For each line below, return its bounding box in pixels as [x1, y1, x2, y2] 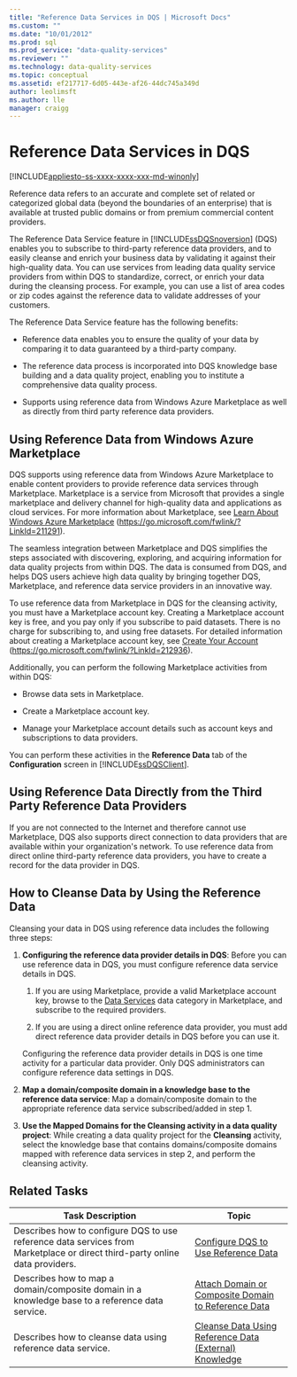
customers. [9, 300, 50, 310]
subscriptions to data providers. [21, 732, 139, 743]
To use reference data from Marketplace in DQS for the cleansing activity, [9, 598, 278, 608]
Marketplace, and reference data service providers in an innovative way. [9, 581, 272, 591]
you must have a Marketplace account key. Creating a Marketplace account [9, 607, 285, 617]
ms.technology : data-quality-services [9, 63, 152, 72]
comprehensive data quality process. [21, 379, 157, 390]
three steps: [9, 932, 53, 943]
